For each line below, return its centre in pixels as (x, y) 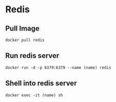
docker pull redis (25, 40)
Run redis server (32, 56)
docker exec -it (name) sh (34, 95)
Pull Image (23, 28)
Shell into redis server (41, 83)
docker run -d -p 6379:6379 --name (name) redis (58, 68)
